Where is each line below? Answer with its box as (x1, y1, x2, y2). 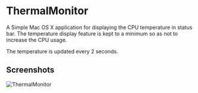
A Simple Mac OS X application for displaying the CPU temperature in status (6, 24, 193, 31)
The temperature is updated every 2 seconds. (6, 47, 118, 54)
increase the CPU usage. (6, 36, 67, 43)
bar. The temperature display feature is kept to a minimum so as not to (6, 30, 178, 37)
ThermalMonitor (6, 4, 89, 18)
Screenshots (6, 65, 55, 75)
